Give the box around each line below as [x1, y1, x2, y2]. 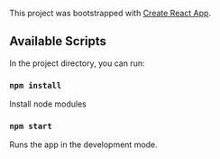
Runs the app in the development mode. [9, 139, 158, 150]
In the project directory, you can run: [9, 58, 145, 69]
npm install [9, 80, 62, 90]
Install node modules [9, 98, 87, 109]
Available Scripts [9, 33, 106, 49]
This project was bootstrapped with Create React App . [9, 8, 212, 18]
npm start [9, 121, 52, 132]
